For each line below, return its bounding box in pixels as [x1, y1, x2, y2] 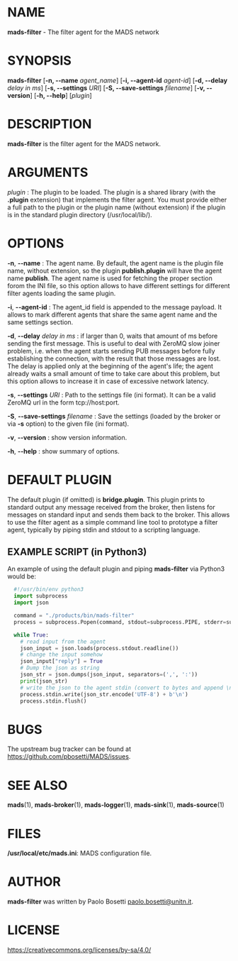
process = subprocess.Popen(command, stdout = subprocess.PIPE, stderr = [13, 618, 227, 625]
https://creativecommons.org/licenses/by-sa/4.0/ [7, 945, 152, 955]
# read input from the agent [20, 638, 106, 645]
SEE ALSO [7, 777, 68, 793]
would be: [7, 572, 37, 581]
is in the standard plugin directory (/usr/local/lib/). [7, 210, 152, 219]
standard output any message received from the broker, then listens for [7, 503, 215, 511]
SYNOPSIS [7, 53, 72, 69]
